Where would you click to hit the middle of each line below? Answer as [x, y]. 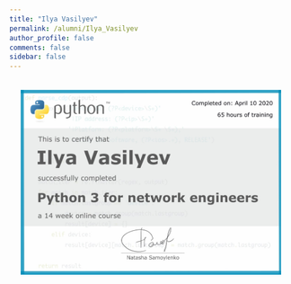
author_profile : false [52, 38]
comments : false [40, 48]
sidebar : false [38, 57]
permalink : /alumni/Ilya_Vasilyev [74, 28]
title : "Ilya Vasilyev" [54, 19]
